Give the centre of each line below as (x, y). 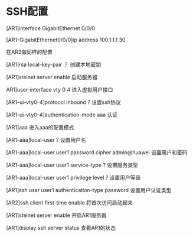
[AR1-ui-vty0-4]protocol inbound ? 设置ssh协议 (63, 102)
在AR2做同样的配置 (30, 52)
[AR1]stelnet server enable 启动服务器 (52, 77)
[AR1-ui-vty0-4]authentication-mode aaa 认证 (62, 115)
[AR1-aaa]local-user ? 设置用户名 (46, 139)
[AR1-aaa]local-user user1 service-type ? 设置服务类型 (72, 165)
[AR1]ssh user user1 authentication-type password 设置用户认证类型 (89, 190)
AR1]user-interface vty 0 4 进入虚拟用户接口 (60, 89)
